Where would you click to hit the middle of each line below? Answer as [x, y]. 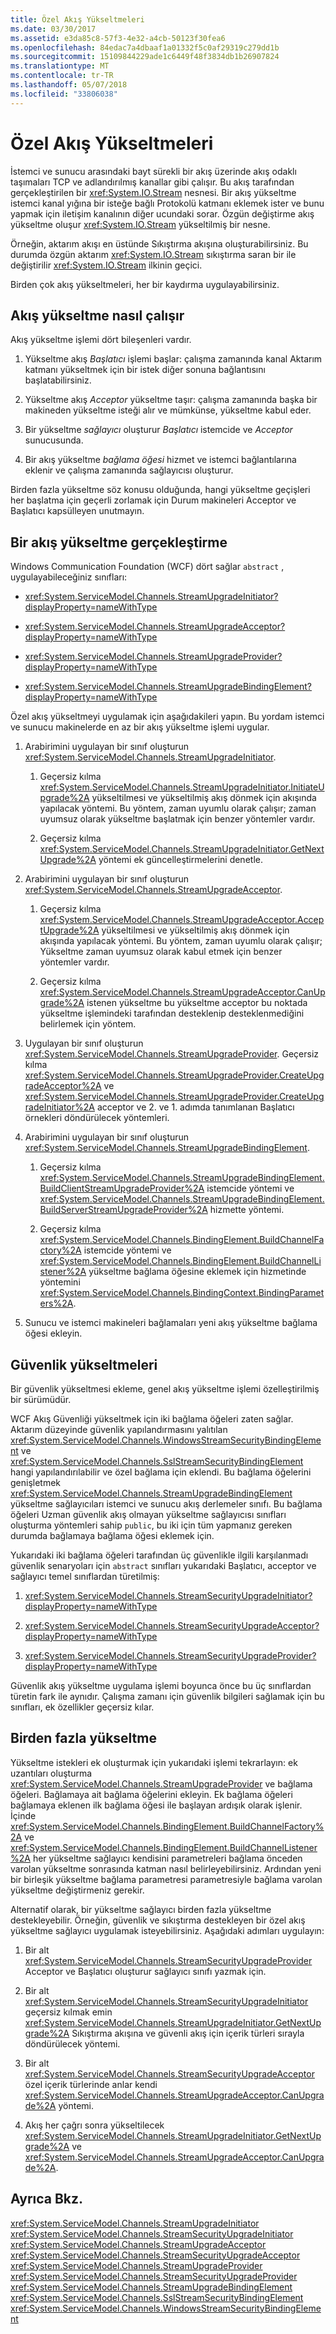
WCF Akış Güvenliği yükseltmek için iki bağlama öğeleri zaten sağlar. [152, 1419]
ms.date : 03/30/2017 [53, 29]
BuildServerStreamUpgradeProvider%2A [123, 1210]
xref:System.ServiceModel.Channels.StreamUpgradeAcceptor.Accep [182, 920]
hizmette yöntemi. [247, 1210]
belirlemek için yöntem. [88, 1024]
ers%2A [56, 1303]
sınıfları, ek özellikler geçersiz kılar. [82, 1707]
